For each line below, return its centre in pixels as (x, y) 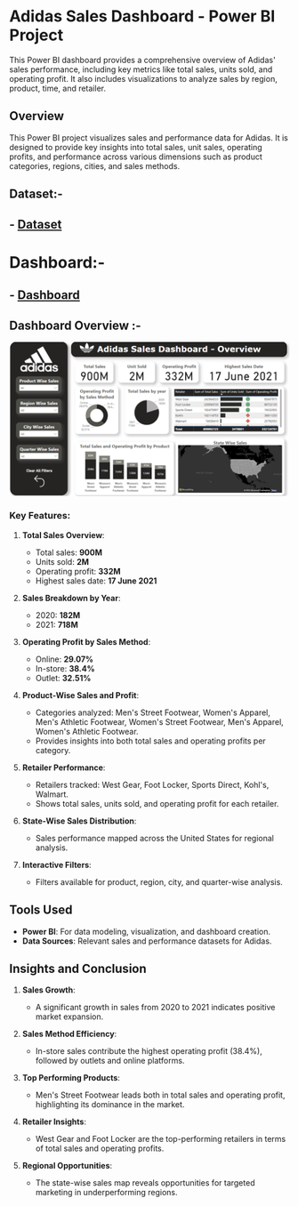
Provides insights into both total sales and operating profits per (151, 741)
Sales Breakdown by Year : (71, 598)
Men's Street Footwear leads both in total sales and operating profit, (160, 1095)
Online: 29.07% (64, 659)
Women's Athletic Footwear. (87, 731)
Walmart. (52, 794)
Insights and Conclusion (78, 969)
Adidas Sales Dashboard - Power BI (142, 16)
